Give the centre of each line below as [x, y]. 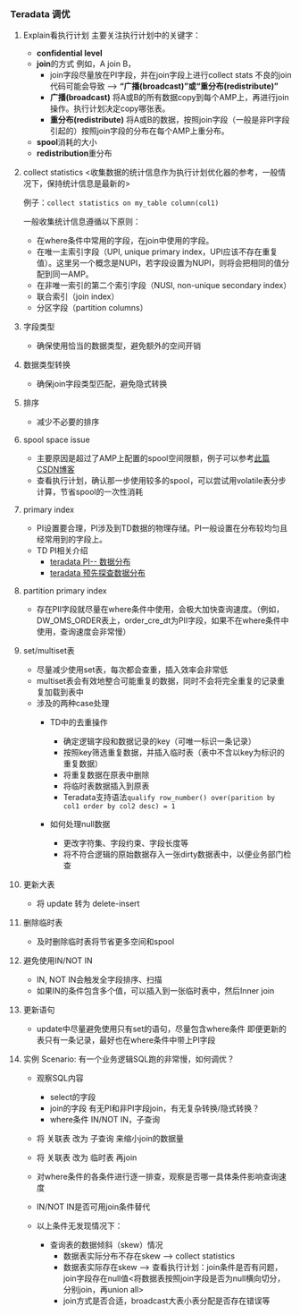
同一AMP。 [73, 274]
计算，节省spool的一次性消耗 [90, 492]
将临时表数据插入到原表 [106, 786]
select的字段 [73, 1097]
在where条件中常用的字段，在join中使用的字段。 [125, 241]
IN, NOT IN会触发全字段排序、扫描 [99, 980]
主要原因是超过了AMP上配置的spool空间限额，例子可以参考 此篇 [153, 458]
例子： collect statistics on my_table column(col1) [121, 202]
